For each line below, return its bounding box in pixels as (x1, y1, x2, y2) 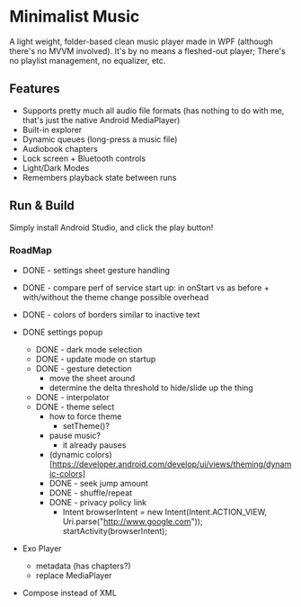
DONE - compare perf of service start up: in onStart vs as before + (22, 281, 270, 293)
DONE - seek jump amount (49, 478, 148, 488)
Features (9, 81, 60, 96)
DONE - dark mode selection (35, 344, 143, 354)
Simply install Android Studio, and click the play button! (9, 222, 214, 233)
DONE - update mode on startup (35, 353, 156, 364)
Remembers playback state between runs (22, 172, 177, 183)
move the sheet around (49, 372, 136, 383)
